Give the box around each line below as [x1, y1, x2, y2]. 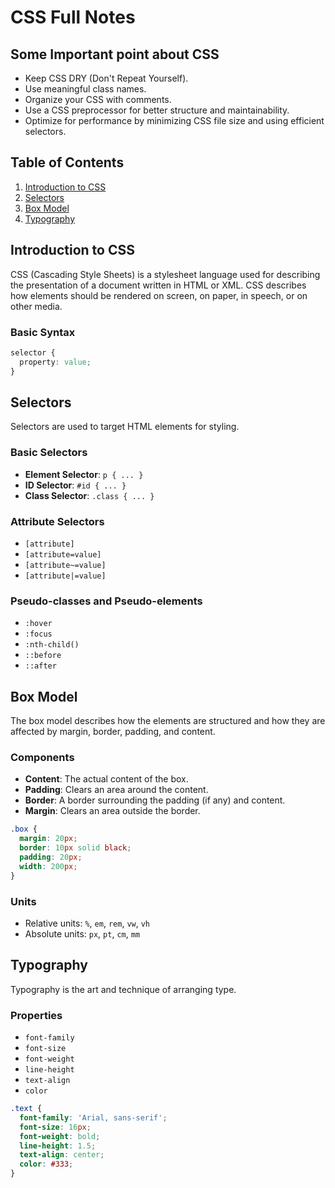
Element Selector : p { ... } [24, 468, 144, 480]
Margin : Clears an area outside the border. [24, 805, 201, 817]
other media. [10, 300, 63, 312]
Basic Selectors [10, 446, 88, 460]
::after [24, 661, 57, 671]
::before [24, 651, 62, 661]
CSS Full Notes [10, 6, 136, 29]
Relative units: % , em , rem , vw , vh [24, 917, 151, 929]
